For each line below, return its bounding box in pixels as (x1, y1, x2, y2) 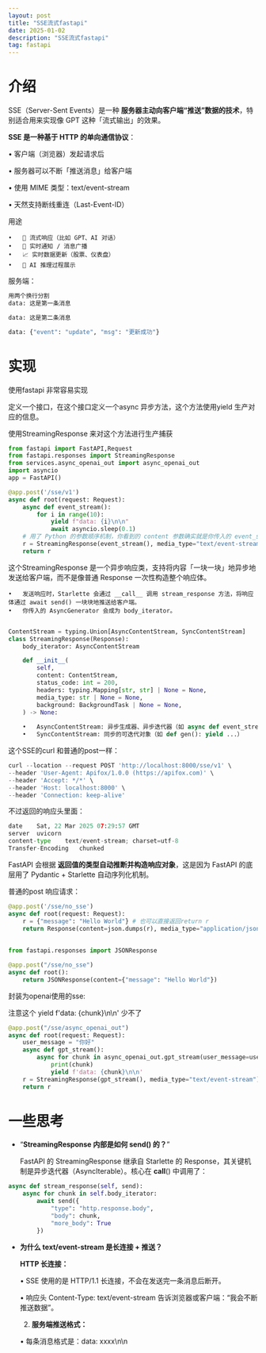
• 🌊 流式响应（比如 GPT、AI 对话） (8, 234, 120, 242)
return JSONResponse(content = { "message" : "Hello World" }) (22, 975, 218, 984)
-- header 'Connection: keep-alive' (8, 791, 126, 799)
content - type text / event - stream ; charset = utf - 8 (8, 837, 179, 845)
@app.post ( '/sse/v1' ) (8, 488, 80, 496)
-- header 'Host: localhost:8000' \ (8, 783, 126, 792)
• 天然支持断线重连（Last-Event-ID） (8, 200, 129, 209)
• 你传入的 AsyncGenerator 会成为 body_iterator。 (8, 606, 177, 615)
